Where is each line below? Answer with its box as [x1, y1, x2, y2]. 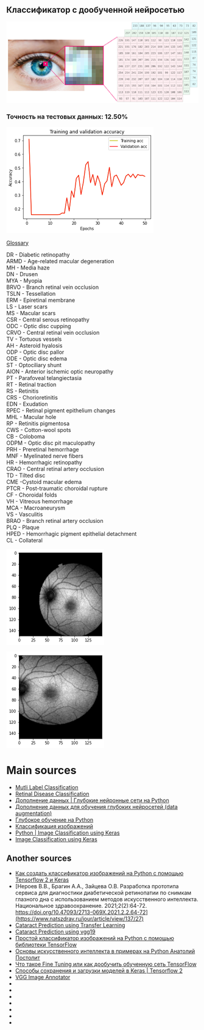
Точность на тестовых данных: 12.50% [6, 112, 128, 121]
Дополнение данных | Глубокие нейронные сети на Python [15, 797, 169, 804]
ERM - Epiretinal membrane [6, 296, 76, 304]
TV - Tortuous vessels [6, 335, 62, 343]
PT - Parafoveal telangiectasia [6, 374, 82, 381]
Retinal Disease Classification [15, 790, 90, 797]
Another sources [6, 853, 72, 864]
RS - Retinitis [6, 387, 39, 395]
